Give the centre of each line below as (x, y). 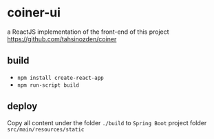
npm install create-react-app (61, 78)
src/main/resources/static (46, 129)
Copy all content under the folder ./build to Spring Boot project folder (107, 122)
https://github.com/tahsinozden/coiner (62, 39)
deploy (22, 106)
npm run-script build (48, 85)
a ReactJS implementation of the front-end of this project (88, 32)
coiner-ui (34, 13)
